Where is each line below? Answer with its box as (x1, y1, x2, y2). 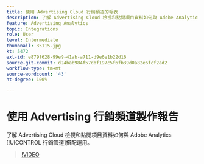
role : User (6, 32, 34, 38)
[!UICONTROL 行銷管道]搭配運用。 (6, 139, 93, 146)
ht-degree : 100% (6, 77, 47, 83)
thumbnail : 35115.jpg (6, 43, 62, 49)
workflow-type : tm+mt (6, 65, 62, 72)
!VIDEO (21, 151, 40, 159)
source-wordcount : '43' (6, 71, 67, 77)
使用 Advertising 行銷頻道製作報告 (6, 110, 179, 124)
